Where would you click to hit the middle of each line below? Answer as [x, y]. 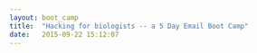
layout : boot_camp [44, 18]
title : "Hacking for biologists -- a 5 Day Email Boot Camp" [129, 26]
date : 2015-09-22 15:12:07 [64, 34]
